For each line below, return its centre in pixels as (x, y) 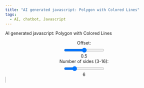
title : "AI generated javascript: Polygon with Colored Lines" (72, 10)
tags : (11, 14)
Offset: (84, 43)
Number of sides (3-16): (84, 61)
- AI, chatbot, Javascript (38, 19)
